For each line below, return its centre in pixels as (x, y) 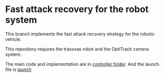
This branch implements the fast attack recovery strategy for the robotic (80, 34)
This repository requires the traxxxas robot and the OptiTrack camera (77, 49)
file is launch (18, 69)
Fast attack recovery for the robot (77, 9)
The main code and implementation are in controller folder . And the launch (82, 64)
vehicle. (13, 39)
